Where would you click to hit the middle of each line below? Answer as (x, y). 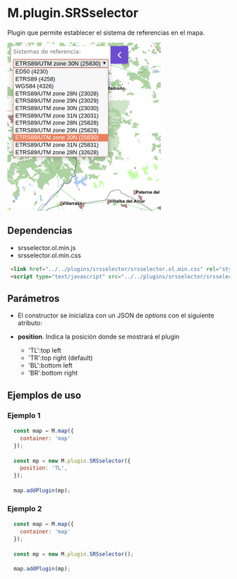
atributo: (30, 323)
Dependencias (40, 231)
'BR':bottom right (53, 373)
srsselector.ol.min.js (47, 247)
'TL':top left (44, 351)
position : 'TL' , (44, 468)
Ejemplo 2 (25, 508)
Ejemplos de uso (44, 395)
